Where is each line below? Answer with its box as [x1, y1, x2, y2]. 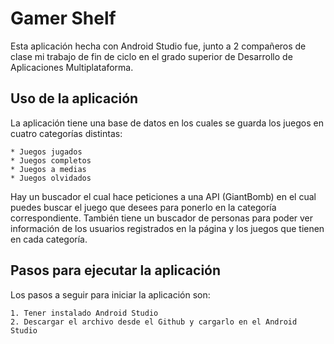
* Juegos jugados [10, 147, 83, 157]
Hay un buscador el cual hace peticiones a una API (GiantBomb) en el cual [10, 190, 317, 202]
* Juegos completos [10, 155, 92, 166]
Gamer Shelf [10, 7, 117, 30]
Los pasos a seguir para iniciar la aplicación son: [10, 288, 211, 301]
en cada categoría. [10, 233, 88, 245]
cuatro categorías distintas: [10, 127, 123, 139]
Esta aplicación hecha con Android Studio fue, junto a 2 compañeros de [10, 40, 307, 52]
